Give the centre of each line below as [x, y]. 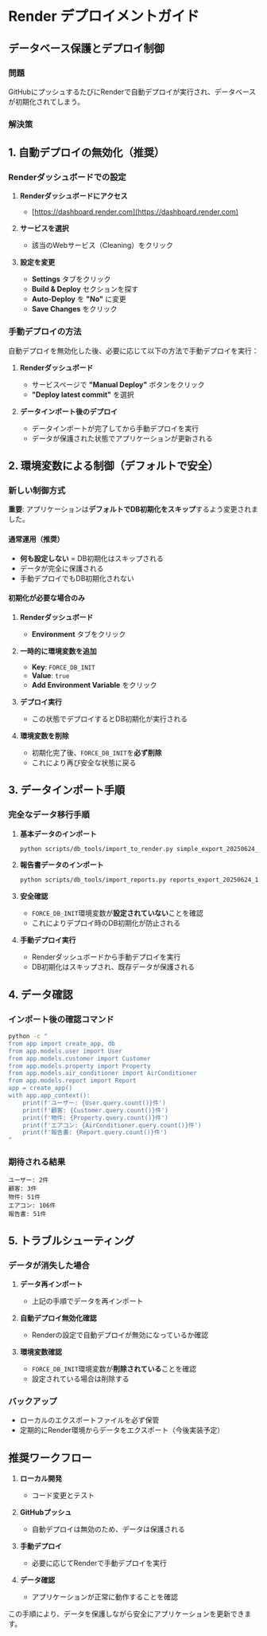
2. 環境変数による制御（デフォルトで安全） [113, 466]
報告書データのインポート [62, 865]
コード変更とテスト [63, 1496]
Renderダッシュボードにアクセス [74, 196]
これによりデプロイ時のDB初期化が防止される [106, 923]
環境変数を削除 [44, 736]
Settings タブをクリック [71, 279]
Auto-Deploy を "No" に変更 [79, 299]
